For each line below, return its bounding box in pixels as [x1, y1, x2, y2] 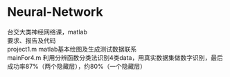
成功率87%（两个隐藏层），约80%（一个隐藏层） [7, 62, 147, 70]
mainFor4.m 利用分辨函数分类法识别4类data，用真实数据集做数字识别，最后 [7, 53, 223, 62]
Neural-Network [7, 4, 103, 20]
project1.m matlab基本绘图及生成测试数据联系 [7, 45, 137, 53]
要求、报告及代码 [7, 36, 56, 45]
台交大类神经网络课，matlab [7, 27, 88, 36]
